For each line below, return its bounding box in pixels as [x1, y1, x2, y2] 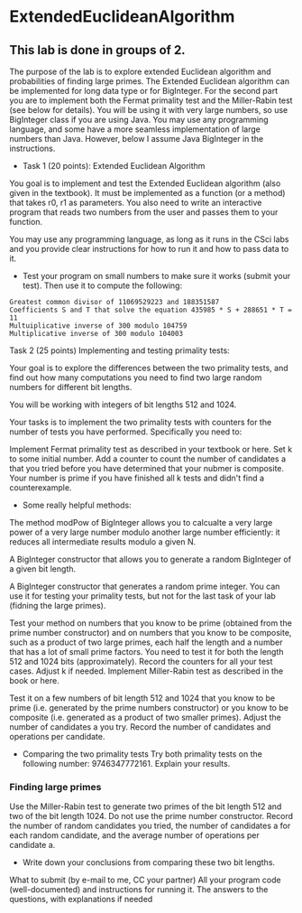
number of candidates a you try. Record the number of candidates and [9, 722, 271, 732]
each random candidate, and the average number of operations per [9, 830, 260, 841]
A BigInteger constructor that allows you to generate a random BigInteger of [9, 554, 291, 564]
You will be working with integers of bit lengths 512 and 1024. [9, 399, 237, 410]
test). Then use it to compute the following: [22, 280, 183, 291]
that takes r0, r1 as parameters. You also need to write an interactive [9, 197, 262, 208]
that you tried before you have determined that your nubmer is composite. [9, 463, 285, 473]
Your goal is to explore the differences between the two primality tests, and [9, 363, 288, 373]
